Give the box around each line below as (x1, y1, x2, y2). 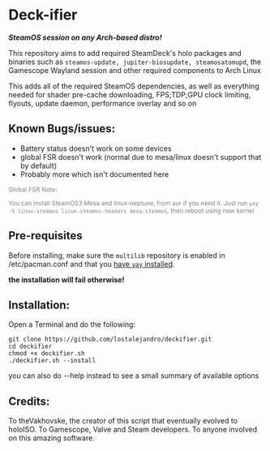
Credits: (8, 394, 50, 408)
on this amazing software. (8, 433, 95, 443)
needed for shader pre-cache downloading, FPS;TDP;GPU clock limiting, (8, 89, 251, 99)
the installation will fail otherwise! (8, 274, 125, 285)
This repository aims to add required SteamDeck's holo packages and (8, 48, 242, 58)
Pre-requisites (8, 229, 83, 243)
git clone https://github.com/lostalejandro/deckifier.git (8, 335, 212, 344)
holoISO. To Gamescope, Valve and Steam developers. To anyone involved (8, 424, 258, 435)
